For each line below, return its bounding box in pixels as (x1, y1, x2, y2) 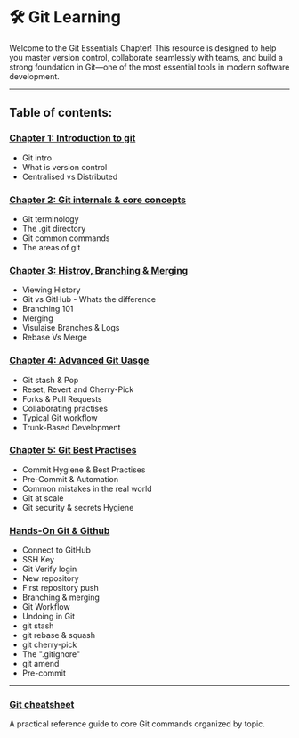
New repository (21, 573, 79, 584)
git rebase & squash (21, 630, 96, 641)
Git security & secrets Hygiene (21, 502, 134, 512)
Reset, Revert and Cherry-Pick (21, 384, 134, 395)
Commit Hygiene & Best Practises (21, 464, 146, 475)
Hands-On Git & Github (9, 524, 110, 537)
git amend (21, 659, 60, 669)
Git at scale (21, 492, 64, 504)
